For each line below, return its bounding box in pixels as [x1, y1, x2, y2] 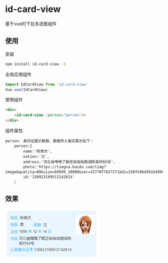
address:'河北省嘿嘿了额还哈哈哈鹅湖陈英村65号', [23, 159, 116, 164]
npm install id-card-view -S [5, 61, 66, 66]
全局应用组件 [5, 71, 31, 77]
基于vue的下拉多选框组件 [5, 20, 57, 26]
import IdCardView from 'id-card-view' [5, 81, 88, 87]
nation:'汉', [23, 154, 49, 159]
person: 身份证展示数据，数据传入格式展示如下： [5, 138, 94, 143]
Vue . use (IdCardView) [5, 87, 48, 92]
